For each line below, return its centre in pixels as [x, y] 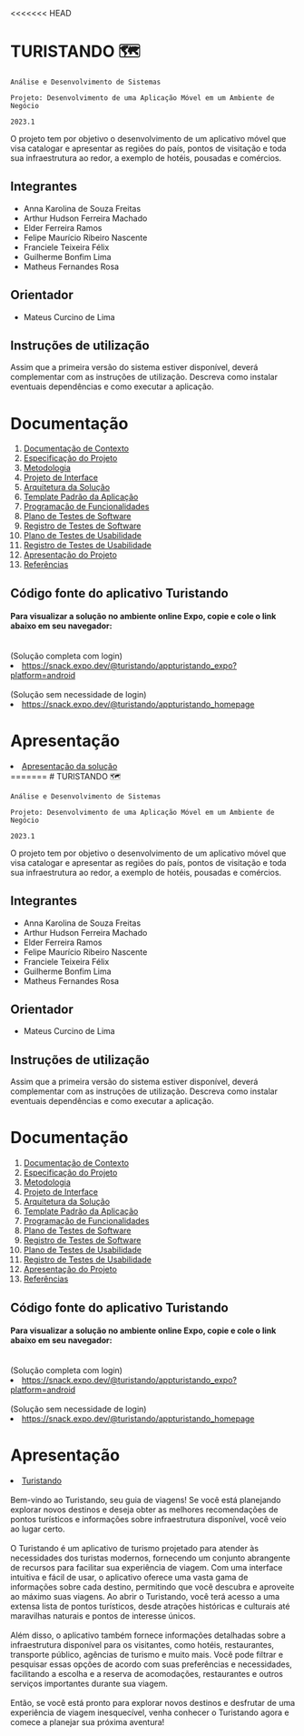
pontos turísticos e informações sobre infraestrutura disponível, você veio [148, 1519]
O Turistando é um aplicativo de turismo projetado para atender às [135, 1548]
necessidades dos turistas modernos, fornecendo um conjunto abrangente [151, 1558]
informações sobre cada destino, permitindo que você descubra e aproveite [152, 1587]
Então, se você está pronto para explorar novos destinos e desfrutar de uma [153, 1702]
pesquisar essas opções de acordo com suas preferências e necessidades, [152, 1664]
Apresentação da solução [70, 766]
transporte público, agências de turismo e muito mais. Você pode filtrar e [147, 1654]
